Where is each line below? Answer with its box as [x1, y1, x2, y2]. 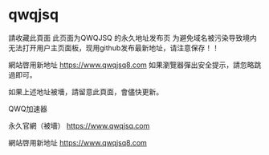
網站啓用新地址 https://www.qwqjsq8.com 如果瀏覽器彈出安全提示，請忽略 [8, 60, 255, 70]
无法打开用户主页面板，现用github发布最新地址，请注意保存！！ [8, 42, 219, 53]
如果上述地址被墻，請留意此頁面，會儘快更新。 [8, 86, 163, 97]
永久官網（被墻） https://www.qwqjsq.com [8, 121, 150, 130]
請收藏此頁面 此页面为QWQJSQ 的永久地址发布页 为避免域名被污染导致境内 [8, 33, 257, 42]
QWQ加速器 [8, 104, 48, 113]
